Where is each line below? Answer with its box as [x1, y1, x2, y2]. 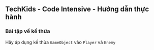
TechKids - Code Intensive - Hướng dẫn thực [5, 5, 149, 13]
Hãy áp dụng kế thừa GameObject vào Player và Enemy [5, 39, 116, 45]
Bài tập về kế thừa [5, 28, 50, 35]
